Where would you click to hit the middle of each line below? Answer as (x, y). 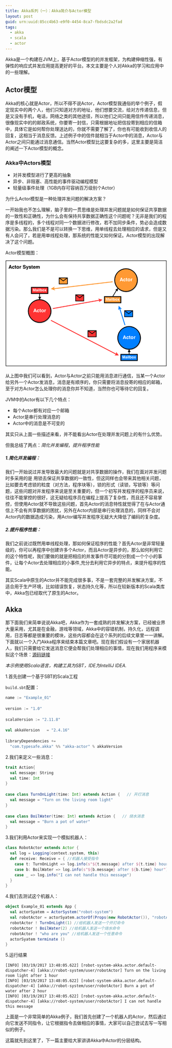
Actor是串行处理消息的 (36, 417)
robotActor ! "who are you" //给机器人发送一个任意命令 (66, 934)
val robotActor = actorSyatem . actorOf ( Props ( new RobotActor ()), (80, 917)
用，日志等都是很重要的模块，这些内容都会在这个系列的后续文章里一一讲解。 (86, 635)
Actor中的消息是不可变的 (39, 424)
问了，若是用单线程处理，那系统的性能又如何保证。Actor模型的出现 (89, 235)
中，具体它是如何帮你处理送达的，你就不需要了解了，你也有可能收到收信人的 (86, 129)
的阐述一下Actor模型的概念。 (36, 148)
